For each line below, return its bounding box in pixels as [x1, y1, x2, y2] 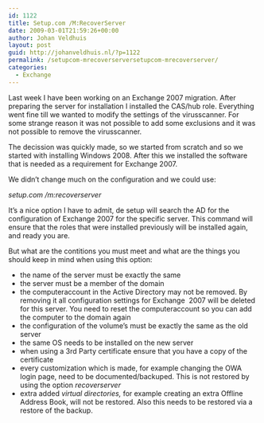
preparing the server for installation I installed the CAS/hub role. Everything [8, 101, 254, 111]
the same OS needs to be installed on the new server [19, 338, 194, 347]
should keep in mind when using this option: [8, 254, 153, 264]
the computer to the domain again [19, 312, 131, 322]
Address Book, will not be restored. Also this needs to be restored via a [19, 397, 253, 406]
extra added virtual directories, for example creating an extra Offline [19, 388, 243, 398]
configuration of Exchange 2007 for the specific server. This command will [8, 213, 253, 223]
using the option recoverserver [19, 380, 122, 390]
